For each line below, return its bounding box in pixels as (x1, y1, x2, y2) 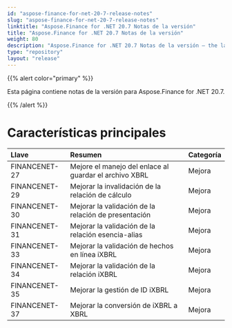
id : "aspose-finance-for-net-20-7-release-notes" (7, 10, 153, 17)
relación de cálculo (70, 190, 132, 200)
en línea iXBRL (70, 249, 117, 259)
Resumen (70, 150, 102, 160)
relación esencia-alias (70, 229, 143, 239)
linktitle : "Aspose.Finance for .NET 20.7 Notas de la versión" (7, 23, 196, 30)
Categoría (188, 150, 222, 160)
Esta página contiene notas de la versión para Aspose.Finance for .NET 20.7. (7, 87, 225, 95)
